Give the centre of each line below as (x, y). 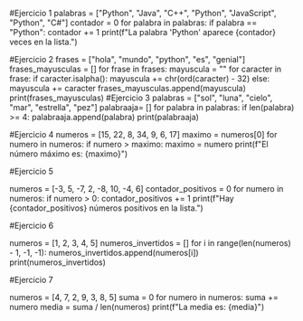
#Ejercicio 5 (32, 171)
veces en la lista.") (43, 42)
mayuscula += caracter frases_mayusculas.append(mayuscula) (128, 88)
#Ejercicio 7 (31, 280)
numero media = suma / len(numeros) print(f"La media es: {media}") (137, 307)
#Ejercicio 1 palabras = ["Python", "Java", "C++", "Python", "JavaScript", (143, 13)
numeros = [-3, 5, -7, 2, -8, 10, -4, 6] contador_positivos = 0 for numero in (147, 189)
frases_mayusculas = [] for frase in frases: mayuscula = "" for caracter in (146, 69)
